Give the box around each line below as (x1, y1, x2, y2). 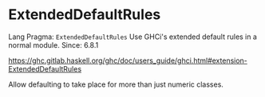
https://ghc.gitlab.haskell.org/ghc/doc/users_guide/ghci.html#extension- (8, 56, 247, 65)
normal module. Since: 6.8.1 (8, 40, 99, 49)
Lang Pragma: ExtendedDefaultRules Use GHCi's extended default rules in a (8, 32, 258, 41)
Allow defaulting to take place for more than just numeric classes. (8, 80, 223, 89)
